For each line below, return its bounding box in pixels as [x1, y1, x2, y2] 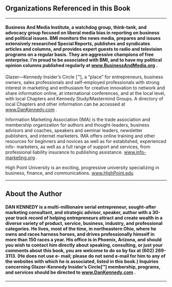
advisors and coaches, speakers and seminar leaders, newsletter [5, 128, 143, 134]
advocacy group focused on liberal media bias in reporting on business [5, 30, 160, 36]
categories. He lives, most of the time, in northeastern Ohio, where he [5, 225, 157, 232]
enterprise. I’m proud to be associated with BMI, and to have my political [5, 57, 162, 63]
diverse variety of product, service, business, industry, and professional [5, 220, 163, 226]
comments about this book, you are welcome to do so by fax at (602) [5, 248, 155, 253]
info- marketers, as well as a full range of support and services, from [5, 143, 150, 150]
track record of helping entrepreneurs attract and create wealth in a [16, 215, 163, 221]
